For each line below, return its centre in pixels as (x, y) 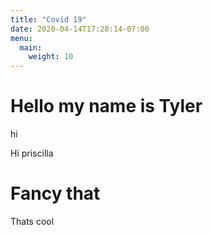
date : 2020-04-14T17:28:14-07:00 (80, 29)
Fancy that (55, 193)
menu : (21, 38)
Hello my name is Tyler (106, 106)
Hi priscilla (32, 153)
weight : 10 (51, 57)
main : (31, 47)
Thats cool (32, 221)
